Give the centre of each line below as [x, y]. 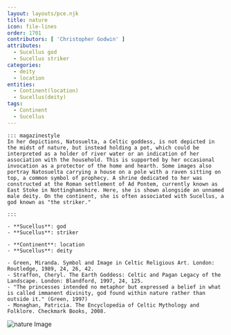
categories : [24, 65]
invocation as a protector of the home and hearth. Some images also [110, 166]
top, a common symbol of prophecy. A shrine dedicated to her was [105, 178]
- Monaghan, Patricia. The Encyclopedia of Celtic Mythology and [103, 305]
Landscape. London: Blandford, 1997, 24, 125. [75, 281]
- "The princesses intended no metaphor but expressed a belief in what [114, 287]
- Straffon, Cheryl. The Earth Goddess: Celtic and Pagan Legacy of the [114, 275]
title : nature [28, 20]
